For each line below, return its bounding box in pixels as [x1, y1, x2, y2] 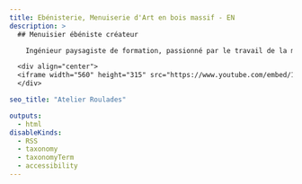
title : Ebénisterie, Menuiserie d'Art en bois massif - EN [9, 13, 235, 22]
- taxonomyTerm [17, 153, 75, 162]
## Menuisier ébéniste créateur [17, 30, 139, 39]
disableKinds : [9, 127, 63, 137]
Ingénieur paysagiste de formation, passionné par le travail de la [25, 46, 288, 55]
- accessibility [17, 162, 78, 171]
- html [17, 119, 42, 128]
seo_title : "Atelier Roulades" [9, 95, 127, 104]
